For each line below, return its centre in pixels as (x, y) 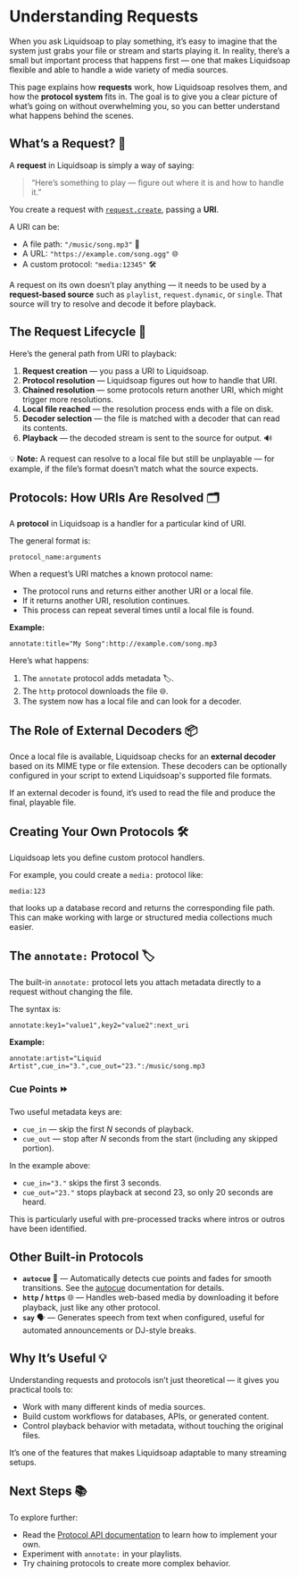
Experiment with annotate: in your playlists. (102, 1554)
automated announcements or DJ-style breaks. (109, 1330)
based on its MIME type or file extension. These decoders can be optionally (148, 766)
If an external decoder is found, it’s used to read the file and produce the (142, 793)
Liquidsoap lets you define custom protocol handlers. (107, 857)
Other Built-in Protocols (77, 1257)
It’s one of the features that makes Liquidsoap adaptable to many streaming (148, 1452)
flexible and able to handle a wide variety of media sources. (119, 70)
